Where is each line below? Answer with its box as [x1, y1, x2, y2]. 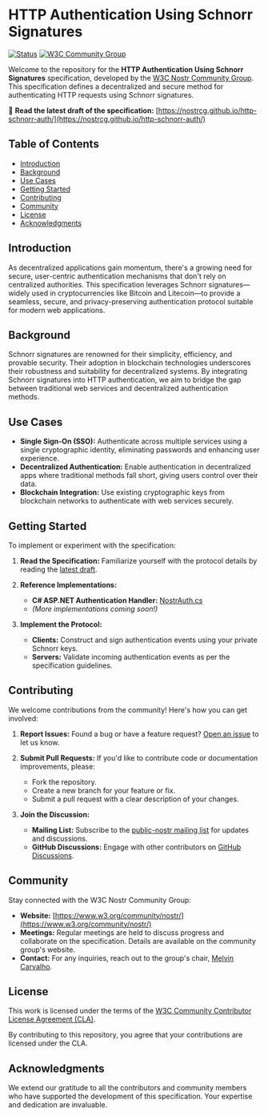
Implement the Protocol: [19, 620, 102, 629]
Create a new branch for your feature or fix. [31, 785, 176, 795]
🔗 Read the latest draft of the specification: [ [8, 106, 158, 115]
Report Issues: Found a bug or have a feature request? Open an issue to [19, 729, 259, 738]
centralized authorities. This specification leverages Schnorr [8, 279, 207, 289]
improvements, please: [19, 761, 96, 771]
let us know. [19, 737, 60, 747]
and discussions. [31, 833, 88, 843]
